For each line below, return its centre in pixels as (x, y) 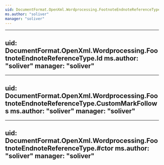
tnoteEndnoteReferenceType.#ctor (59, 149)
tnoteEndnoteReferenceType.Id (54, 58)
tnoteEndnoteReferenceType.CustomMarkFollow (81, 103)
